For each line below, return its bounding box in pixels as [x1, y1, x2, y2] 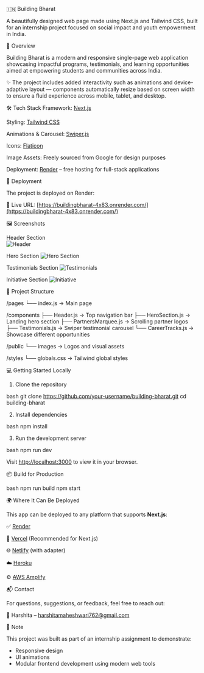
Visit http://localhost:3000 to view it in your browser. [6, 458, 138, 466]
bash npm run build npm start [6, 484, 81, 492]
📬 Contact [6, 586, 35, 592]
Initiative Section [6, 276, 48, 283]
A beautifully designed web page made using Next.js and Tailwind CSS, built [6, 18, 198, 24]
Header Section [6, 234, 46, 241]
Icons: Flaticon [6, 142, 43, 149]
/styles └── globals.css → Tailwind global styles [6, 354, 128, 362]
